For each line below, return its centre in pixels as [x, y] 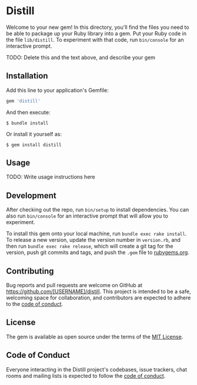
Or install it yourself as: [34, 134]
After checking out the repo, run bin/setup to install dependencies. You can [98, 210]
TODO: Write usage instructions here [51, 177]
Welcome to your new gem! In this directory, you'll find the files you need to [98, 27]
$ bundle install [27, 123]
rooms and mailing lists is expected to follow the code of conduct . [86, 376]
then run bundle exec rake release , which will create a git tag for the [90, 246]
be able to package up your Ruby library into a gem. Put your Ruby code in [96, 33]
